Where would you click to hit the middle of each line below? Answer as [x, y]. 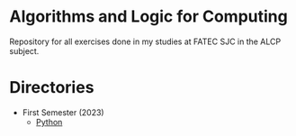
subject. [24, 50]
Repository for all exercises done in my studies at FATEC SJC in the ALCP [145, 41]
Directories [52, 88]
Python [49, 122]
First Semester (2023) [63, 112]
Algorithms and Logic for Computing [148, 17]
